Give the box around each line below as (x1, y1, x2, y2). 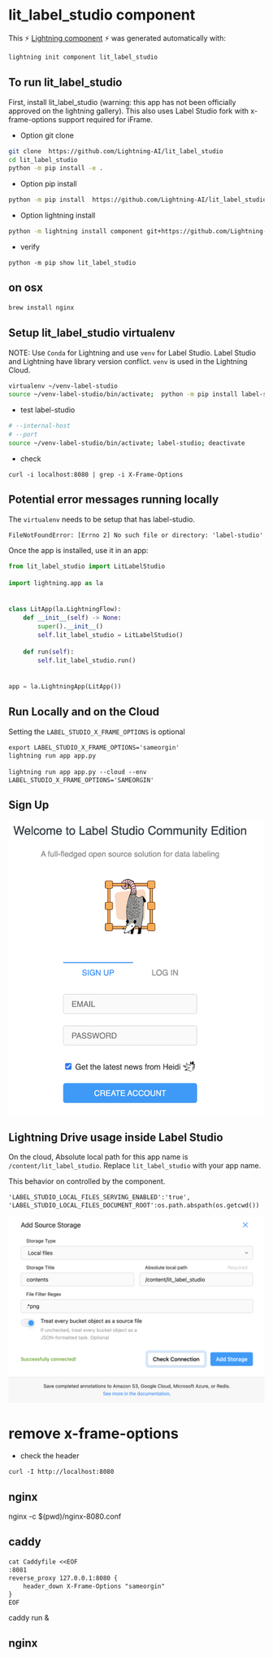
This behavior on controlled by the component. (8, 1176, 166, 1186)
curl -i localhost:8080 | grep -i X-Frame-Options (8, 470, 184, 478)
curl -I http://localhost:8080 (8, 1468, 115, 1476)
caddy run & (8, 1612, 50, 1622)
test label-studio (19, 405, 76, 415)
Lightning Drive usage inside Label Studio (8, 1130, 223, 1144)
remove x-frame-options (8, 1424, 179, 1443)
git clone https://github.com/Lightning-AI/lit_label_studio (8, 147, 223, 156)
